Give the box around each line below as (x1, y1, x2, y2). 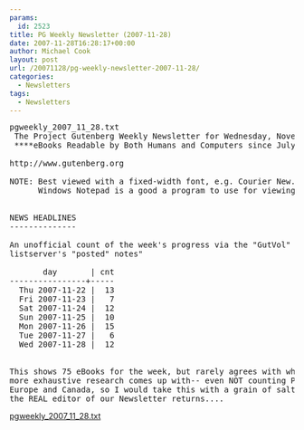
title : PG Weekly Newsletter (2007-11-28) (9, 30, 172, 39)
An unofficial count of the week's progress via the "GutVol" (9, 240, 291, 250)
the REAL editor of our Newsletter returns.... (9, 394, 224, 404)
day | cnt (43, 267, 115, 277)
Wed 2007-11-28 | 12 (18, 339, 115, 349)
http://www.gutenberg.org (9, 158, 125, 168)
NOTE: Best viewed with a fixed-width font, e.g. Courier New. (9, 177, 296, 186)
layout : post (9, 55, 59, 64)
